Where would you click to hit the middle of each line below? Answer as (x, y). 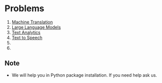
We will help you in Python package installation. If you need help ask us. (84, 75)
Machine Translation (32, 22)
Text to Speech (27, 38)
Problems (24, 9)
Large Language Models (36, 27)
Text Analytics (26, 32)
